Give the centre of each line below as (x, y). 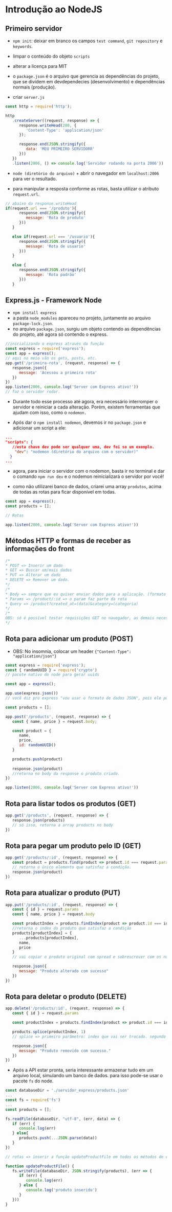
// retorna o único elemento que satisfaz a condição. (72, 867)
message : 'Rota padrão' (51, 275)
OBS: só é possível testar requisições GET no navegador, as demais (80, 618)
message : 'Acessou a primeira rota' (58, 372)
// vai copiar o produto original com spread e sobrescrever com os (87, 957)
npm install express (35, 313)
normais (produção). (34, 87)
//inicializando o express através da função (55, 344)
